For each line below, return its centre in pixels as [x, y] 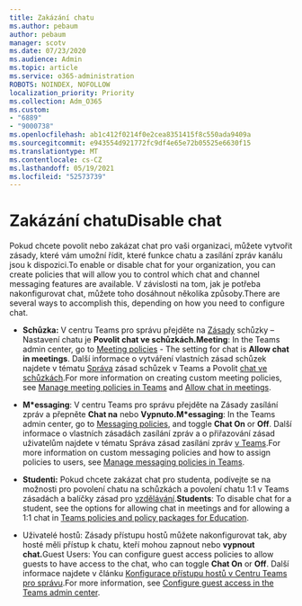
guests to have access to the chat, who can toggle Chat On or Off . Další [155, 564]
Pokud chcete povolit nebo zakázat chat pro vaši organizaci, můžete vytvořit [151, 246]
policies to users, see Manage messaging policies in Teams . [133, 462]
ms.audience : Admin [46, 59]
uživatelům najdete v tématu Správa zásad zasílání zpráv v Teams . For [151, 443]
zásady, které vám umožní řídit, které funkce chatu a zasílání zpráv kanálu [146, 255]
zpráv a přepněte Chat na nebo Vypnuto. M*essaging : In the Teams [149, 414]
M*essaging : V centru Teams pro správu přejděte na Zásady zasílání [150, 405]
